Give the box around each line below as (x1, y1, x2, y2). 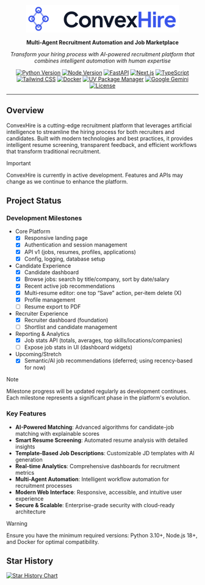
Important (6, 159, 31, 166)
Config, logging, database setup (24, 255, 106, 263)
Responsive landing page (24, 234, 88, 242)
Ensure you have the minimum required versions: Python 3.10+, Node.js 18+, (6, 531, 198, 539)
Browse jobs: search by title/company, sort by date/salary (24, 275, 170, 283)
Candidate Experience (15, 262, 71, 269)
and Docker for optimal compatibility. (6, 538, 99, 545)
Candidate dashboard (24, 268, 79, 276)
